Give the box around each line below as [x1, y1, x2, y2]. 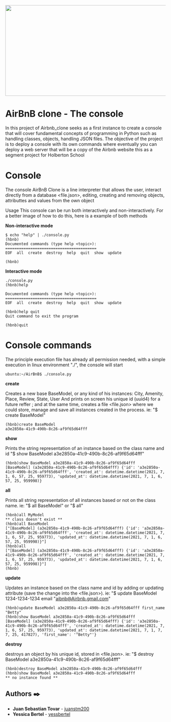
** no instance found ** [5, 675, 58, 680]
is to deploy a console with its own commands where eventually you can [5, 141, 157, 147]
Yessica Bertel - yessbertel [12, 711, 70, 717]
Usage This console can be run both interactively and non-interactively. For [5, 207, 164, 213]
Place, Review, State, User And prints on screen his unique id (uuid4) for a [5, 395, 160, 402]
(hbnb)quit [5, 323, 28, 328]
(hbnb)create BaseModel [5, 422, 56, 427]
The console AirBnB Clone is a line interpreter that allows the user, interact [5, 186, 161, 193]
